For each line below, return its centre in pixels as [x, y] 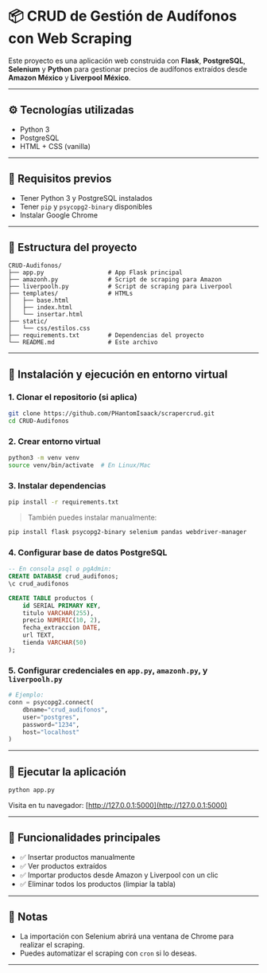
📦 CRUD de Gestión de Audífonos [122, 16]
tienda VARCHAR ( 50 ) [55, 643]
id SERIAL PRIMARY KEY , [62, 606]
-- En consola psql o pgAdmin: [60, 569]
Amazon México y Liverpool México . [70, 77]
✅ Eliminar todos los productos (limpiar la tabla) [98, 884]
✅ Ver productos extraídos [63, 865]
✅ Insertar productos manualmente [77, 857]
